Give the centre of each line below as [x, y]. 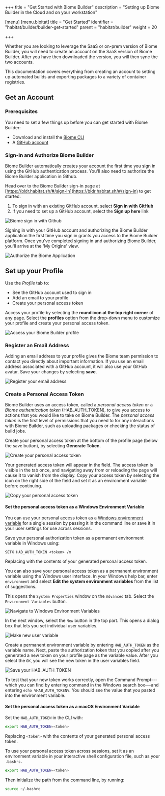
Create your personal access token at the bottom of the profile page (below [82, 440]
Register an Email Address [37, 345]
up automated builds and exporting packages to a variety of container [76, 77]
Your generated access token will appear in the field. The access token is [79, 465]
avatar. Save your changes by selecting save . [51, 372]
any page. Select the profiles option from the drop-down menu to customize [82, 318]
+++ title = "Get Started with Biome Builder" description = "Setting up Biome [82, 7]
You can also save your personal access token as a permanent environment [82, 571]
